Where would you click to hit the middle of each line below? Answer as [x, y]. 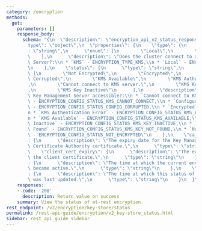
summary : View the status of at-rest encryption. [81, 202]
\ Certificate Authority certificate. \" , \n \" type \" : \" [107, 146]
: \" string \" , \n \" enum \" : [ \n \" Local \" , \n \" [114, 51]
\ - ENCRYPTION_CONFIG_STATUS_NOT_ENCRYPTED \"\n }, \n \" [109, 135]
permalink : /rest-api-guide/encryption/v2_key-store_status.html [90, 213]
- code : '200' [35, 191]
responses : [31, 185]
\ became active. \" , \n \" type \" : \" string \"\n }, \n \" [113, 168]
